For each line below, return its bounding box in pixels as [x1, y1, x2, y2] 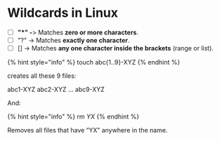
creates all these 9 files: [7, 72, 77, 80]
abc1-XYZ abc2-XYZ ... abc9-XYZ [7, 86, 105, 94]
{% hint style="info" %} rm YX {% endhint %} [7, 112, 139, 121]
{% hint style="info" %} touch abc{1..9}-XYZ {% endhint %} [7, 58, 181, 67]
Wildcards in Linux [7, 5, 118, 21]
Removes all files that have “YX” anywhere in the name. [7, 126, 168, 135]
